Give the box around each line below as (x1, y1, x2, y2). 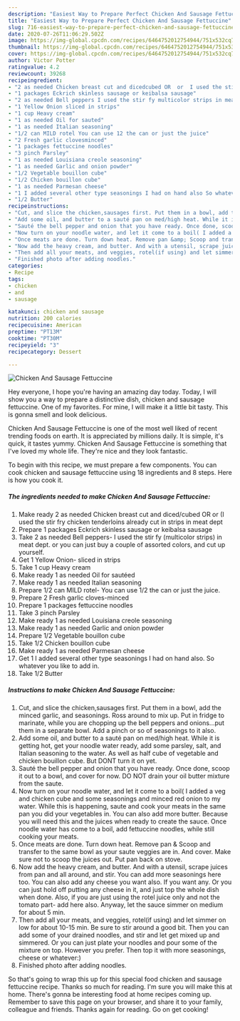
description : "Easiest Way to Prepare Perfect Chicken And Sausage (8, 10, 213, 18)
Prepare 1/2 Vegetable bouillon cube (18, 632, 125, 640)
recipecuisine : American (8, 322, 82, 329)
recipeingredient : (8, 76, 63, 84)
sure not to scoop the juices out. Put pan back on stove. (18, 855, 183, 863)
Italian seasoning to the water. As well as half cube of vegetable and (18, 749, 219, 758)
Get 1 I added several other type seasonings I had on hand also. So (18, 654, 214, 663)
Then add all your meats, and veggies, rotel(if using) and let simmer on (18, 915, 226, 924)
